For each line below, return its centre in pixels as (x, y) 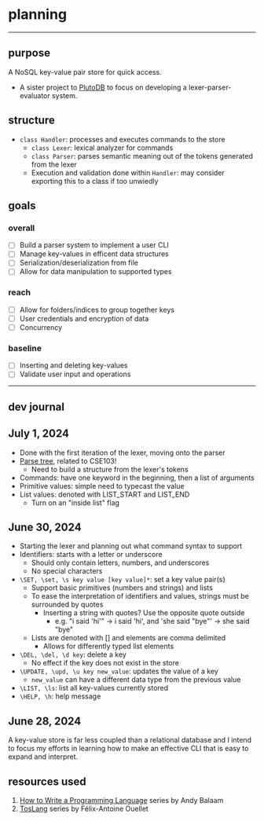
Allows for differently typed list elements (108, 647)
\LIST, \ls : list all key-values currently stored (94, 688)
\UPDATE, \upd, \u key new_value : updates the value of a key (119, 671)
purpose (29, 53)
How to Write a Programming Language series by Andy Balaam (121, 801)
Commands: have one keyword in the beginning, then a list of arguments (137, 478)
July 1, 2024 (38, 434)
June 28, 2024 (45, 721)
